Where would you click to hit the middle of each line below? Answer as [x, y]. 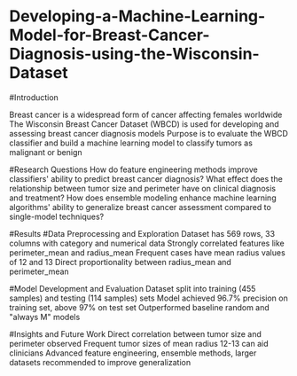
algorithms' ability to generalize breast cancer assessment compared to [141, 207]
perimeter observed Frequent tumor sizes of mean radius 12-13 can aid [139, 343]
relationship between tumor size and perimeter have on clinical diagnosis [143, 188]
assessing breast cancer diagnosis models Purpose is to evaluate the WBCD [148, 133]
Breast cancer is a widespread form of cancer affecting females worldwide [146, 114]
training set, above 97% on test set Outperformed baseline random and [140, 307]
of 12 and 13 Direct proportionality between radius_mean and [121, 262]
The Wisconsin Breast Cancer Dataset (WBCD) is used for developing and [144, 124]
